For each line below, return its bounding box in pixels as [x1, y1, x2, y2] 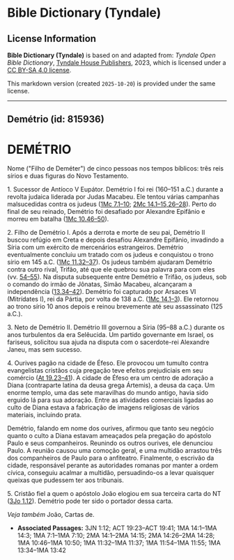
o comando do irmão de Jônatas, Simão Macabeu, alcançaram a [7, 280, 193, 288]
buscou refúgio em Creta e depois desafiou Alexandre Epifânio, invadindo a [7, 235, 224, 244]
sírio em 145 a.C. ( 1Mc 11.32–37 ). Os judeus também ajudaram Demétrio [7, 258, 212, 266]
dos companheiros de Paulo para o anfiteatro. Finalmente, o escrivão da [7, 454, 214, 462]
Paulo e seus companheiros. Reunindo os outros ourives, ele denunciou [7, 439, 213, 447]
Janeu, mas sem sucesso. [7, 345, 82, 354]
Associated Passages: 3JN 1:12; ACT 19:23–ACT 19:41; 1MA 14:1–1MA [17, 524, 217, 532]
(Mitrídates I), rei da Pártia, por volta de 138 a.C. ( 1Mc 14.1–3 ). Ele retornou [7, 295, 219, 304]
